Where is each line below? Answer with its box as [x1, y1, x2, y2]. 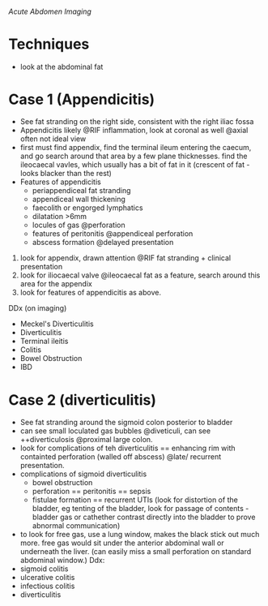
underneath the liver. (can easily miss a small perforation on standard [19, 547, 252, 557]
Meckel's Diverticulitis [19, 319, 95, 329]
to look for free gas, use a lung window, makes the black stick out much [19, 530, 260, 539]
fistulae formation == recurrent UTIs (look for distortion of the [32, 495, 239, 505]
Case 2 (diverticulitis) [8, 390, 156, 409]
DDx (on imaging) [8, 303, 67, 313]
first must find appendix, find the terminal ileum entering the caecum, [19, 143, 252, 153]
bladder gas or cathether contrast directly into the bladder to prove [32, 512, 256, 522]
